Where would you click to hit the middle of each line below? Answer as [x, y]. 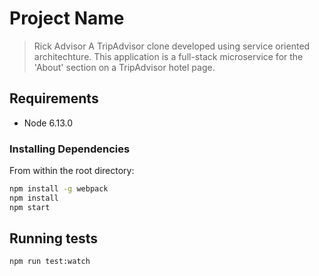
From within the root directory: [72, 171]
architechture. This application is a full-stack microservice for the [168, 56]
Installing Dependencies [70, 149]
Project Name [67, 18]
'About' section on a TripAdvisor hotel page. [124, 67]
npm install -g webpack [59, 189]
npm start [30, 207]
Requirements [54, 98]
